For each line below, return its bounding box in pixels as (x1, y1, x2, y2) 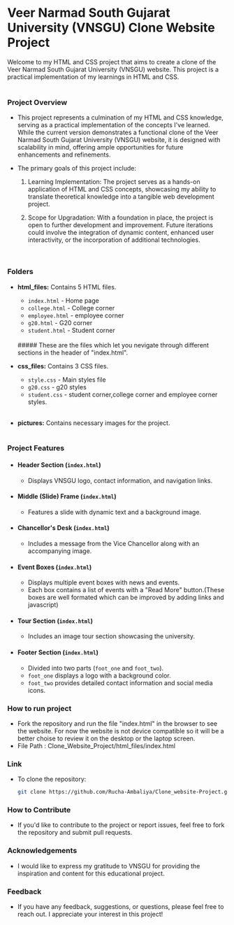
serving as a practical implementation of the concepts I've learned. (17, 121, 210, 129)
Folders (7, 267, 34, 277)
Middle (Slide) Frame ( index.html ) (17, 492, 117, 501)
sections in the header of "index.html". (17, 348, 128, 357)
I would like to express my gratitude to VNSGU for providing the (17, 861, 200, 870)
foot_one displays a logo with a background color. (27, 671, 171, 680)
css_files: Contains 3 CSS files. (17, 361, 109, 370)
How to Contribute (7, 805, 71, 815)
